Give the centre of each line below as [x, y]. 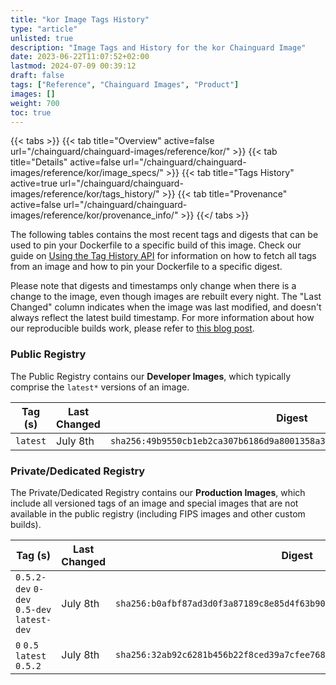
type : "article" [44, 29]
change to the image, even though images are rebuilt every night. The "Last [166, 297]
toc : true [31, 112]
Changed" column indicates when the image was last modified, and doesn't [166, 307]
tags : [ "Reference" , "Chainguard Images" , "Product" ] [125, 85]
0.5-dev [33, 609]
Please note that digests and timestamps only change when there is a [153, 286]
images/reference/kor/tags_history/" [85, 194]
